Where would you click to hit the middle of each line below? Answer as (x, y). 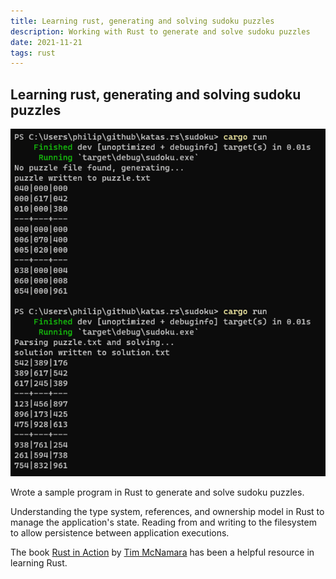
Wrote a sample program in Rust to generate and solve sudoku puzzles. (157, 492)
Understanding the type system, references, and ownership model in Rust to (167, 511)
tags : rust (33, 53)
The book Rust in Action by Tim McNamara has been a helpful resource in (162, 552)
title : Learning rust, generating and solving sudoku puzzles (142, 21)
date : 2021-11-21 (46, 42)
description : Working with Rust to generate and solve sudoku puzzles (160, 31)
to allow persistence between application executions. (120, 533)
